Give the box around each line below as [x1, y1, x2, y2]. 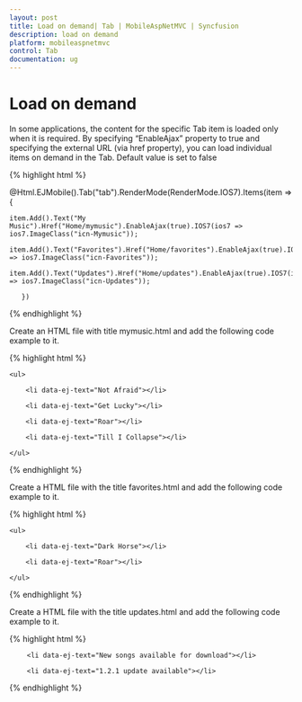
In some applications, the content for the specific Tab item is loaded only [9, 123, 279, 134]
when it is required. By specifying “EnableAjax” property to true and [9, 132, 261, 144]
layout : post [9, 13, 58, 22]
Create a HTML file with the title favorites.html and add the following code [9, 482, 283, 493]
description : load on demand [9, 30, 119, 39]
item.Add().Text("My [9, 213, 87, 223]
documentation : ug [9, 55, 78, 64]
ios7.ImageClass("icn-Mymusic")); [9, 229, 139, 238]
